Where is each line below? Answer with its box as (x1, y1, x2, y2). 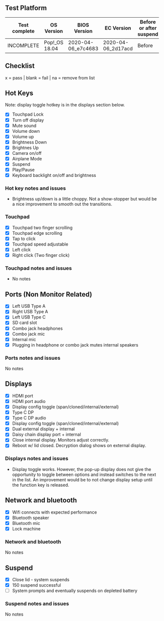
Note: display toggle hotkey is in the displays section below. (5, 102, 125, 108)
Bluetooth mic (12, 520, 41, 526)
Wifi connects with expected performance (12, 509, 97, 515)
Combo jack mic (12, 331, 45, 337)
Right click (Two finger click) (12, 252, 70, 258)
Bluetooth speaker (12, 515, 49, 521)
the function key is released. (12, 482, 69, 488)
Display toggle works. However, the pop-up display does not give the (12, 466, 151, 472)
